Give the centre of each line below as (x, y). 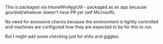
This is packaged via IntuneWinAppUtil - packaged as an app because (76, 7)
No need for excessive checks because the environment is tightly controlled (82, 22)
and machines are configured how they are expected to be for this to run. (79, 27)
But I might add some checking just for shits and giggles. (62, 36)
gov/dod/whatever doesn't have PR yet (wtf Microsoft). (60, 12)
